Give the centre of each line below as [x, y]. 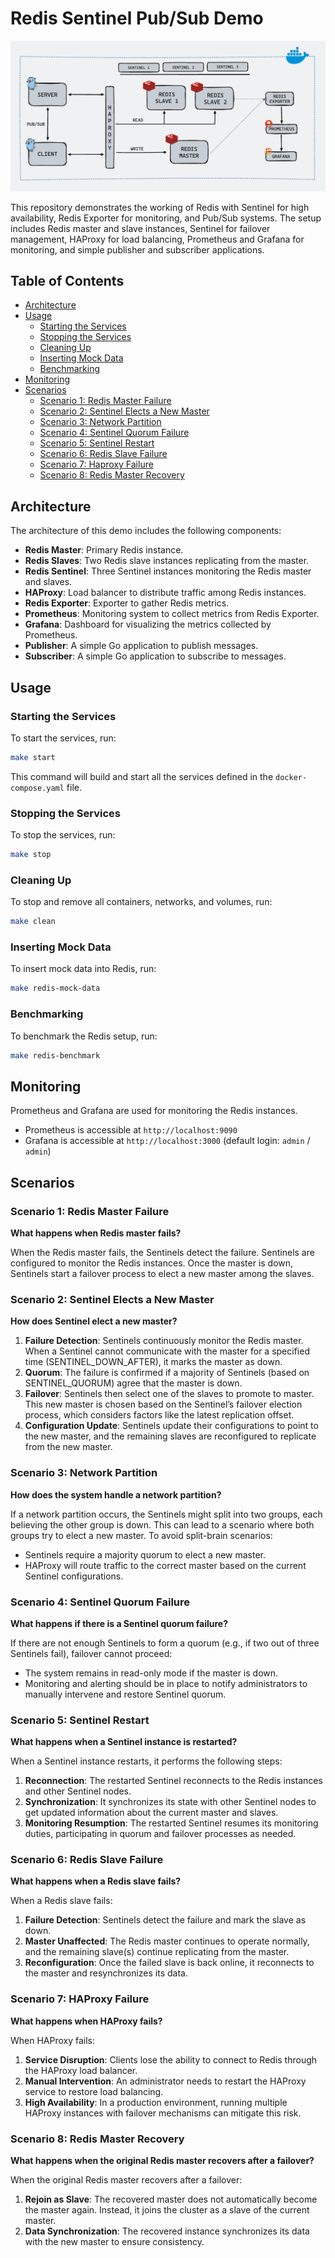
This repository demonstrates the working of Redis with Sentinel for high [160, 207]
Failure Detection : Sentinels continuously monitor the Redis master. [164, 1341]
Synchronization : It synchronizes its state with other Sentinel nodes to [170, 1802]
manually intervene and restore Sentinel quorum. [125, 1694]
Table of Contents [67, 281]
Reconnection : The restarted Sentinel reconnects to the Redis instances [173, 1781]
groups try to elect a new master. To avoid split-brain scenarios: [141, 1535]
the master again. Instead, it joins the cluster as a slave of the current [167, 2210]
